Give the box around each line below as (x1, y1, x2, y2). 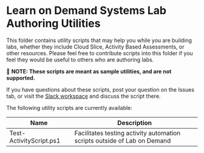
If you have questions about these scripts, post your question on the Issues (6, 86, 195, 93)
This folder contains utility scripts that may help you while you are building (6, 36, 192, 44)
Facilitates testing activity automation (74, 129, 181, 137)
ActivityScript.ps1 (9, 136, 61, 144)
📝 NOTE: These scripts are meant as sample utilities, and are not (6, 67, 172, 75)
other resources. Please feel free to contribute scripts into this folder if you (6, 49, 193, 56)
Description (117, 118, 152, 127)
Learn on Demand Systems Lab (6, 4, 167, 18)
